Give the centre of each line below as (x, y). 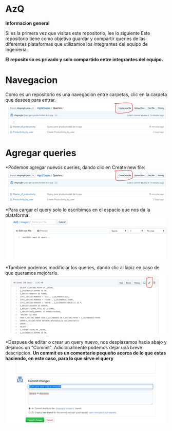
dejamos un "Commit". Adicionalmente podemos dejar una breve (74, 347)
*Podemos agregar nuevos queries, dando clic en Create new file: (75, 167)
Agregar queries (41, 153)
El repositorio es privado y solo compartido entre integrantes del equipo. (84, 59)
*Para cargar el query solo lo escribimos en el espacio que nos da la (78, 210)
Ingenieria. (17, 49)
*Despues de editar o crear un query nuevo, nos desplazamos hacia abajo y (86, 342)
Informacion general (27, 23)
